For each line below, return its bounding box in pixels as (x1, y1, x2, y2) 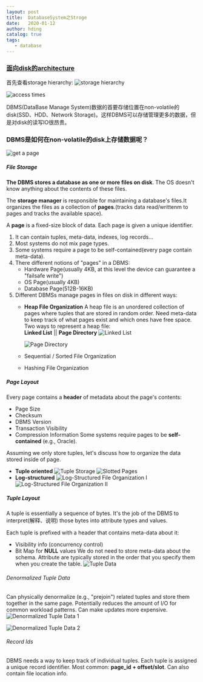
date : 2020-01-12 (6, 20, 56, 26)
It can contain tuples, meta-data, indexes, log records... (15, 233, 153, 240)
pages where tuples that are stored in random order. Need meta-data (24, 310, 197, 317)
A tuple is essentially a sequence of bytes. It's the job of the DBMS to (6, 510, 179, 517)
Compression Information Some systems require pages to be (15, 431, 167, 438)
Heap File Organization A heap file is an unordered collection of (24, 303, 185, 310)
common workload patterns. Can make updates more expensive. (6, 605, 168, 613)
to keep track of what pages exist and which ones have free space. (24, 316, 192, 324)
